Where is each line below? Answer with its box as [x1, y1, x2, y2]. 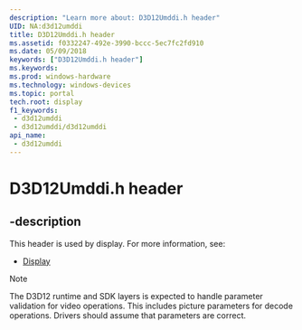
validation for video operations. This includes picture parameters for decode [9, 300, 294, 311]
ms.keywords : [9, 64, 59, 73]
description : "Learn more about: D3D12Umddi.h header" [9, 13, 221, 23]
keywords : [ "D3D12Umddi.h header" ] [9, 55, 144, 64]
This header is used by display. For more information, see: [9, 238, 226, 249]
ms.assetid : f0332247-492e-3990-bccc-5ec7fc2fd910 [9, 38, 204, 48]
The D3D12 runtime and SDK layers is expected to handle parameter [9, 290, 264, 301]
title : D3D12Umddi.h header [9, 30, 116, 39]
